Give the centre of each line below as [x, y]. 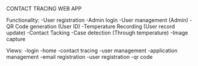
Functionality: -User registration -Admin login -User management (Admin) [97, 20]
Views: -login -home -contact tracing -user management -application [92, 51]
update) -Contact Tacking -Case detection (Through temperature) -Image [97, 33]
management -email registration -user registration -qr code [79, 57]
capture [16, 39]
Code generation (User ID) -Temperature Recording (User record [95, 26]
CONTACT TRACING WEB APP [44, 9]
